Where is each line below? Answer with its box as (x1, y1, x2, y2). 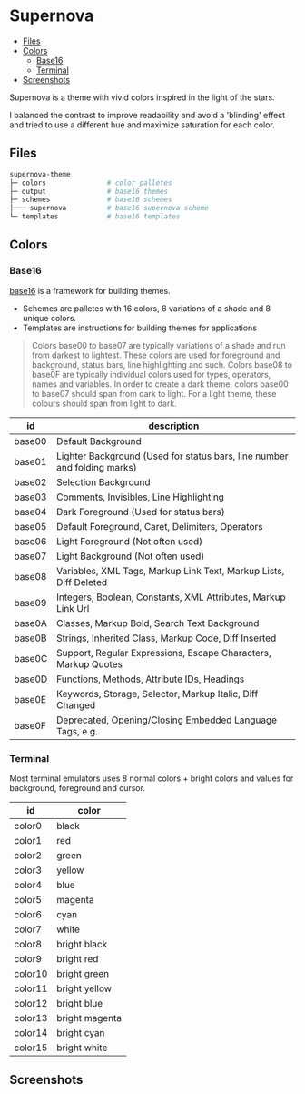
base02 (14, 475, 47, 488)
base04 (14, 505, 47, 518)
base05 (14, 520, 47, 532)
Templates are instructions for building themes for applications (22, 322, 257, 333)
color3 (14, 864, 43, 876)
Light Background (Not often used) (55, 550, 205, 562)
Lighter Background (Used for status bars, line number (55, 450, 289, 462)
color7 (14, 923, 43, 936)
